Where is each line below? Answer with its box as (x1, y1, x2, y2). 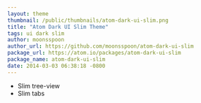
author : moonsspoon (7, 36, 65, 43)
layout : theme (7, 10, 49, 18)
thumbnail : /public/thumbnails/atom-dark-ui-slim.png (7, 17, 169, 24)
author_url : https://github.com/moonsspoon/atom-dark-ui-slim (7, 43, 194, 50)
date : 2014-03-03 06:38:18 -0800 (7, 62, 106, 69)
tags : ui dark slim (7, 29, 65, 37)
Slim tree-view (17, 81, 60, 90)
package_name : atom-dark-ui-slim (7, 56, 106, 63)
